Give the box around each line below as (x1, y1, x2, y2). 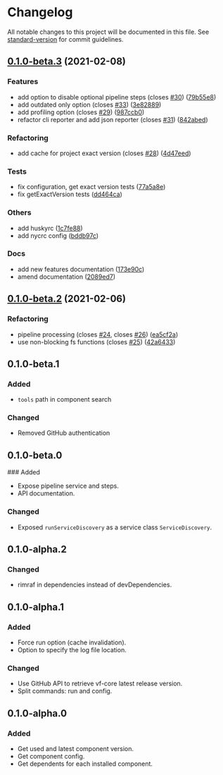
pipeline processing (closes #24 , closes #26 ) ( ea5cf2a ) (17, 330, 179, 339)
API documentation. (17, 489, 75, 498)
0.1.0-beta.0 (7, 449, 63, 461)
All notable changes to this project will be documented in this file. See (7, 28, 210, 36)
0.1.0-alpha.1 (7, 601, 65, 613)
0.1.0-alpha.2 (7, 543, 67, 555)
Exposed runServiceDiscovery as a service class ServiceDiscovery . (17, 523, 212, 531)
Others (7, 208, 32, 217)
